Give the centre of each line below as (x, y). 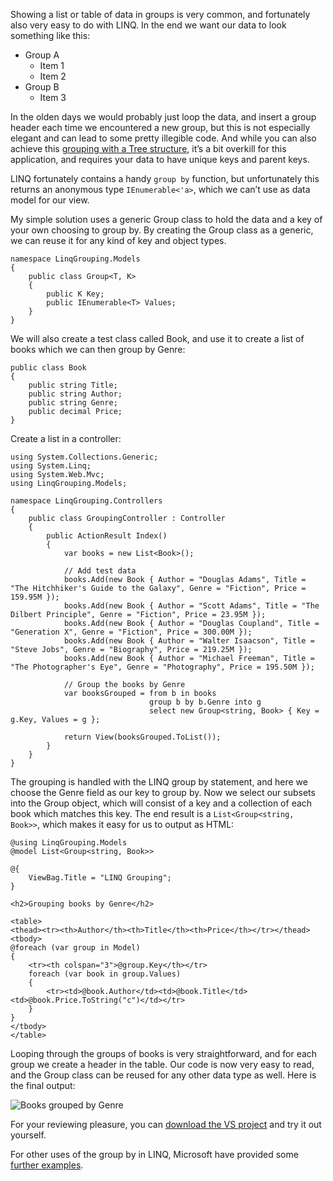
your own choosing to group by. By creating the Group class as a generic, (162, 230)
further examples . (47, 1165)
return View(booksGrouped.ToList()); (142, 737)
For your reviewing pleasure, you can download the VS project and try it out (166, 1124)
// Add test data (100, 571)
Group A (42, 55)
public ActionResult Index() (107, 536)
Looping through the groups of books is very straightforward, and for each (164, 1053)
